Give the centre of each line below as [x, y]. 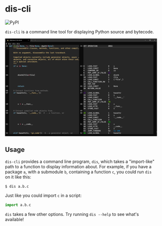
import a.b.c [18, 205]
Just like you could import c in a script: [43, 195]
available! [14, 219]
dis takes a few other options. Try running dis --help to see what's [72, 214]
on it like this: [18, 177]
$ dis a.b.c [17, 186]
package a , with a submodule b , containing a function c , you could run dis [78, 172]
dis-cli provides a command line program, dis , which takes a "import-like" [80, 161]
